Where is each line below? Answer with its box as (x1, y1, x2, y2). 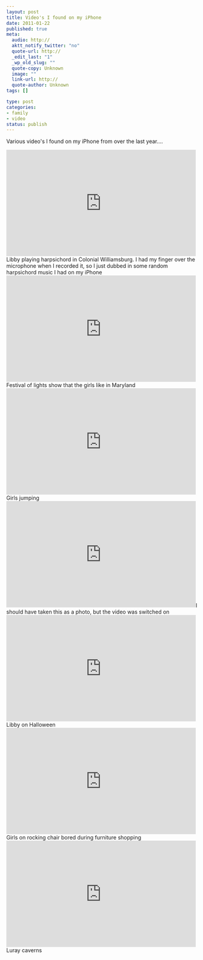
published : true (6, 25, 47, 32)
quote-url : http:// (12, 48, 61, 55)
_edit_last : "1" (12, 54, 53, 60)
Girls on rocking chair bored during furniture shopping (6, 834, 141, 841)
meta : (6, 31, 20, 38)
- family (6, 110, 28, 116)
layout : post (6, 8, 39, 15)
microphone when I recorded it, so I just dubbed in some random (6, 262, 168, 270)
